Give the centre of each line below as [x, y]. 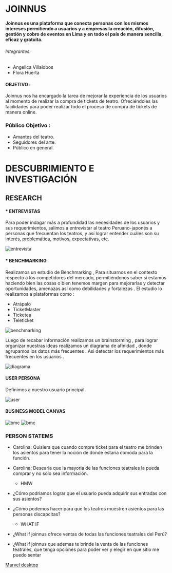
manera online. [21, 112]
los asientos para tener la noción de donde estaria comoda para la [83, 453]
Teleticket [23, 320]
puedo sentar [27, 555]
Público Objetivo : [28, 125]
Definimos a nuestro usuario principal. [46, 389]
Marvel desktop [22, 565]
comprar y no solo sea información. [50, 473]
